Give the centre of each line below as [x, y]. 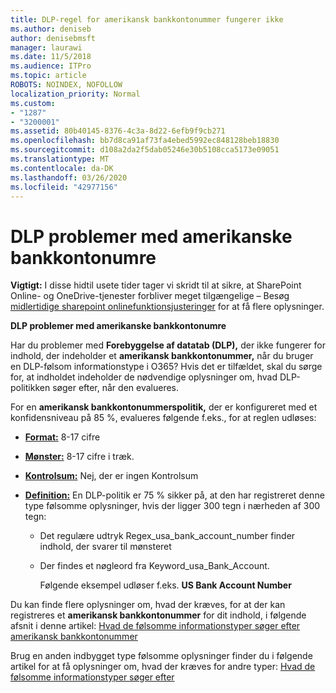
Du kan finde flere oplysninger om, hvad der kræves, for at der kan [148, 605]
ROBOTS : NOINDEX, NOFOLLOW [66, 85]
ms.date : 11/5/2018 [51, 57]
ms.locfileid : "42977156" [64, 187]
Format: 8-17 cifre [62, 437]
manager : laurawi [46, 47]
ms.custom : [33, 103]
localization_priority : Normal [75, 94]
